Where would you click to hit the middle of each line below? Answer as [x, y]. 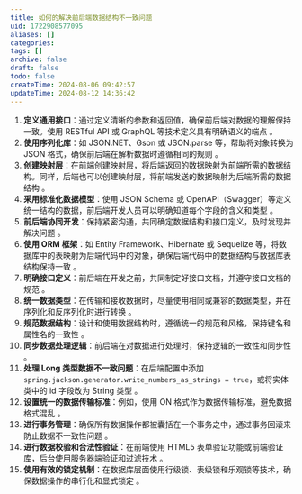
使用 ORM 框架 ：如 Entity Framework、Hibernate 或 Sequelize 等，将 [151, 243]
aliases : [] [32, 34]
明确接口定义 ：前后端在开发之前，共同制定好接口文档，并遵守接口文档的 [157, 278]
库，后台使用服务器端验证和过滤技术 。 [95, 458]
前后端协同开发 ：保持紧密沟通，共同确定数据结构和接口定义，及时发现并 [157, 221]
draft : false [35, 69]
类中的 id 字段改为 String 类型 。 [83, 390]
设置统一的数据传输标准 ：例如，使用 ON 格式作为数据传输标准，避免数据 [157, 401]
